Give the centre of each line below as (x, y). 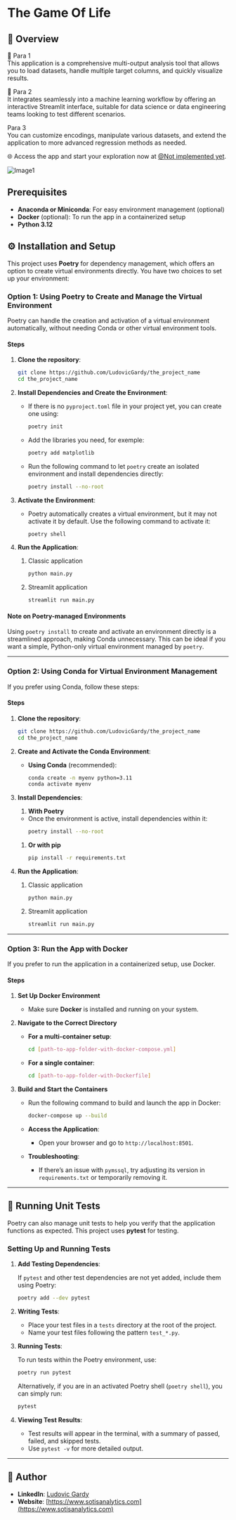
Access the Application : (64, 1129)
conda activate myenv (59, 784)
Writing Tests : (38, 1311)
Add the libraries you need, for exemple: (86, 440)
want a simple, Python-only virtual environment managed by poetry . (106, 647)
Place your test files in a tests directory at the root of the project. (122, 1325)
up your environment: (38, 278)
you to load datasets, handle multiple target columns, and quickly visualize (115, 71)
